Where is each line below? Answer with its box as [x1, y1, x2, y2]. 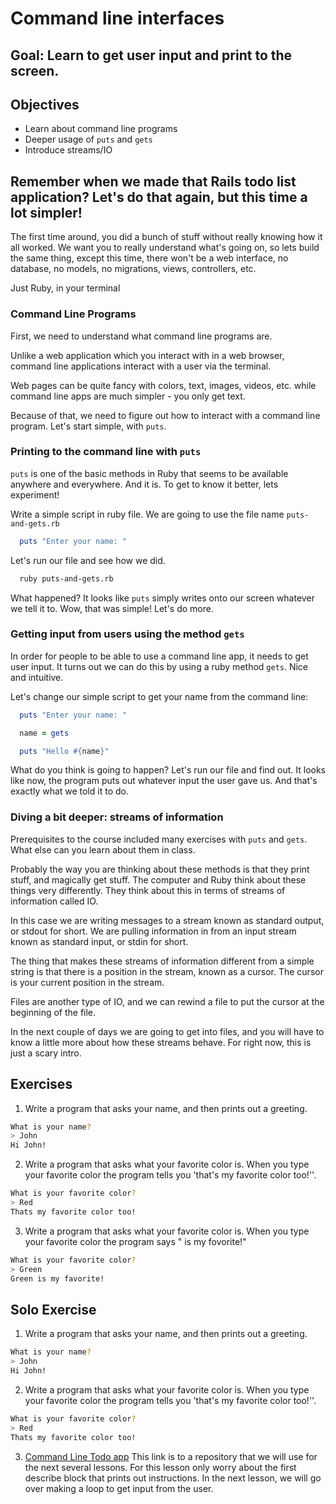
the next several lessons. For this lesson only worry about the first [24, 1461, 297, 1473]
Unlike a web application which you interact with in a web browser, [10, 349, 285, 361]
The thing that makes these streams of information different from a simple [10, 955, 315, 967]
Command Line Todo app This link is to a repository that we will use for [24, 1450, 318, 1462]
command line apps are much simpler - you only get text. [10, 390, 246, 402]
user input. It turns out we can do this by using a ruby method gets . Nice [10, 660, 309, 672]
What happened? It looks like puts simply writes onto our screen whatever [10, 592, 315, 604]
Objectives [10, 96, 80, 113]
